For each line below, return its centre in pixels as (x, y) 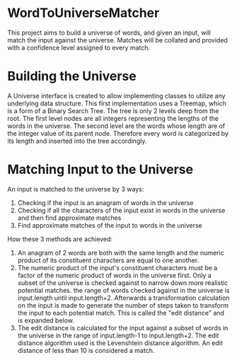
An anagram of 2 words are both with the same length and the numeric (121, 252)
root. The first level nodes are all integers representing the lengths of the (113, 118)
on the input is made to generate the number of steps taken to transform (123, 305)
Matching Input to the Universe (100, 169)
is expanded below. (46, 320)
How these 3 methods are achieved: (60, 239)
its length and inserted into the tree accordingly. (77, 141)
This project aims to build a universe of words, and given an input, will (109, 33)
